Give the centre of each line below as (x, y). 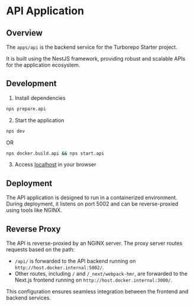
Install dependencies (40, 98)
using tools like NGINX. (34, 210)
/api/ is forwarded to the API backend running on (75, 261)
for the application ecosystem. (43, 65)
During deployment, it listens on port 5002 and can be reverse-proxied (92, 204)
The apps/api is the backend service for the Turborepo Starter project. (92, 47)
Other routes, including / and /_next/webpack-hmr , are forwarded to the (101, 274)
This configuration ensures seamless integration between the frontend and (97, 292)
